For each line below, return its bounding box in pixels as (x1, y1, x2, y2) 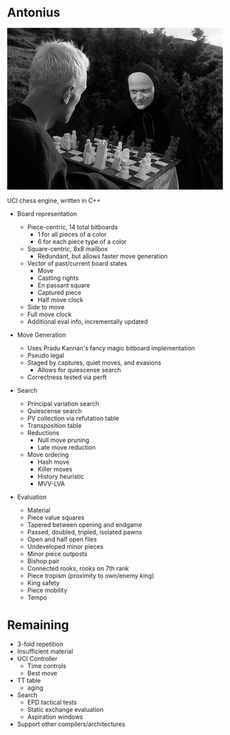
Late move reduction (37, 443, 96, 451)
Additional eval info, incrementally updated (27, 317, 149, 326)
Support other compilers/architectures (16, 720, 125, 728)
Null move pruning (37, 436, 90, 444)
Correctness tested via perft (27, 373, 107, 381)
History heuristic (37, 472, 84, 480)
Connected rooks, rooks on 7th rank (27, 564, 129, 572)
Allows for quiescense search (37, 365, 121, 374)
